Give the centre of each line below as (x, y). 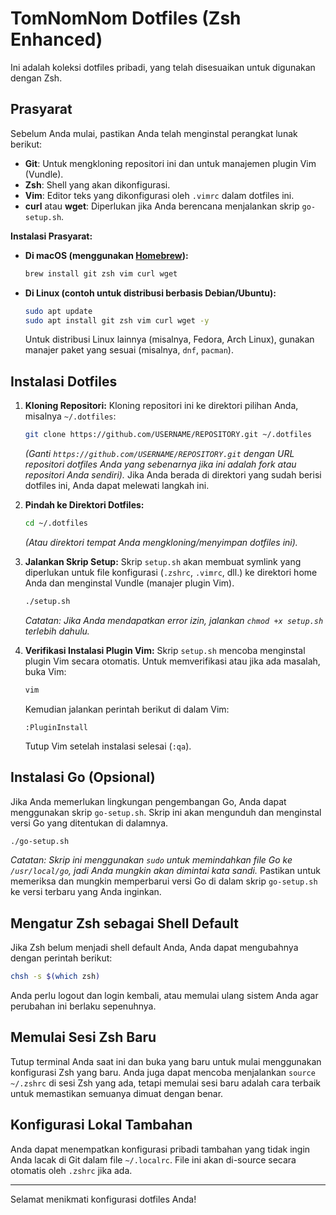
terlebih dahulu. (57, 631)
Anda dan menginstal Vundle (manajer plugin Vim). (129, 583)
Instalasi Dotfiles (64, 381)
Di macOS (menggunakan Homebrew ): (106, 255)
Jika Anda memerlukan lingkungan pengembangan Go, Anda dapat (148, 801)
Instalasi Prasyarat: (51, 236)
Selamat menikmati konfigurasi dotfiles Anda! (103, 1199)
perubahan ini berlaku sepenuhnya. (83, 1006)
